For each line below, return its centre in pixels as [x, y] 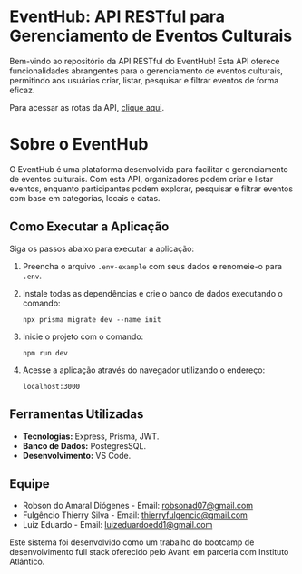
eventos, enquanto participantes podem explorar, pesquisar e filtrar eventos [151, 189]
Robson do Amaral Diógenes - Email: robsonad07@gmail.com [138, 506]
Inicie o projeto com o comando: [83, 336]
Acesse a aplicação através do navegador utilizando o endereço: [144, 370]
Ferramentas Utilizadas [77, 414]
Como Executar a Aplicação [89, 227]
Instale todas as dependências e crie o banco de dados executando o [152, 293]
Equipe [29, 484]
